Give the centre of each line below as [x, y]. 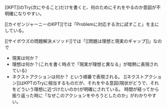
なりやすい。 [31, 13]
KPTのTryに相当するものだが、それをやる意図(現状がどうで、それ [92, 83]
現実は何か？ [25, 58]
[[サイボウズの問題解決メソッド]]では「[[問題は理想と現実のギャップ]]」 [79, 41]
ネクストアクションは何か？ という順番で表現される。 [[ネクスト [78, 77]
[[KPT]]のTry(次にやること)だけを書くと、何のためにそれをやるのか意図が [80, 7]
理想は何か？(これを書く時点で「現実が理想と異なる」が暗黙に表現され [85, 64]
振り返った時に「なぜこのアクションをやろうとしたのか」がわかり [80, 95]
